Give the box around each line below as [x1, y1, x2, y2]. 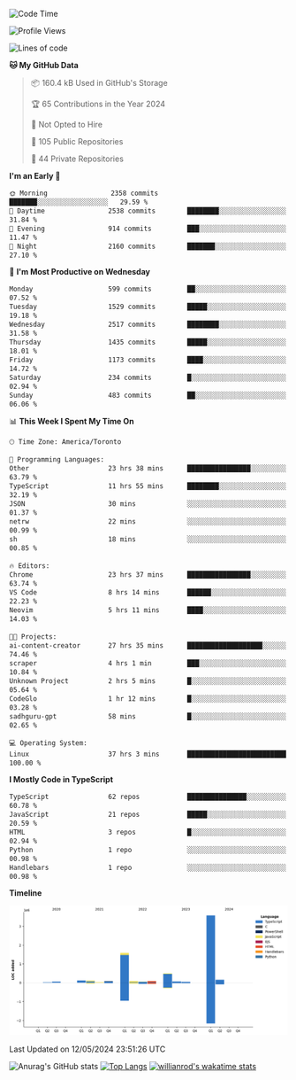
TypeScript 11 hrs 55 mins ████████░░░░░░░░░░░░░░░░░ [9, 482, 287, 491]
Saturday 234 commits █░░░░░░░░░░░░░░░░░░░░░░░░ [9, 373, 287, 382]
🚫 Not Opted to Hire [30, 120, 103, 129]
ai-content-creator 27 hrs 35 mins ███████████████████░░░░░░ [9, 641, 287, 650]
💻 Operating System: [9, 739, 88, 748]
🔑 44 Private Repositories [30, 153, 124, 164]
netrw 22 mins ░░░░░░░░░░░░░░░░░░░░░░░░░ [9, 517, 287, 526]
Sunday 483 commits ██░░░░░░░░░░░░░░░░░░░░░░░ [9, 391, 287, 400]
